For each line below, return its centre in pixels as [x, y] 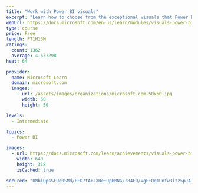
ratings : [17, 45]
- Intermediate [30, 121]
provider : [18, 72]
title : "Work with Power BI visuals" [52, 12]
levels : [16, 115]
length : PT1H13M [26, 39]
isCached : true [35, 170]
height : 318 [31, 164]
